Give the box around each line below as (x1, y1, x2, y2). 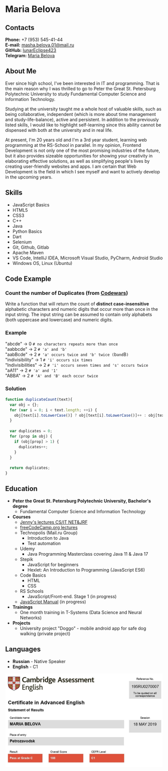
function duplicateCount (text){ (5, 397, 72, 402)
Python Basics (12, 228, 42, 234)
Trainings (12, 604, 33, 610)
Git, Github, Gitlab (12, 244, 49, 250)
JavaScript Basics (12, 201, 50, 208)
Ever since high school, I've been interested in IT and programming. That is (5, 80, 160, 86)
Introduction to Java (27, 535, 69, 541)
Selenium (12, 239, 32, 245)
